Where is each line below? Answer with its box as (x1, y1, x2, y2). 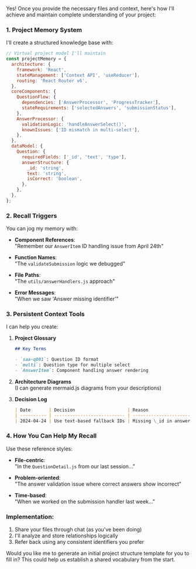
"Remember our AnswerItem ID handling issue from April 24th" (14, 243, 164, 250)
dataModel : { (11, 143, 43, 149)
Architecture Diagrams (14, 378, 71, 385)
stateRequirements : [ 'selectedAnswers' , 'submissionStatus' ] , (21, 105, 177, 111)
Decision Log (14, 395, 47, 402)
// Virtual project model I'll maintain (6, 50, 106, 56)
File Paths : (14, 272, 41, 279)
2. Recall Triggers (6, 211, 57, 219)
